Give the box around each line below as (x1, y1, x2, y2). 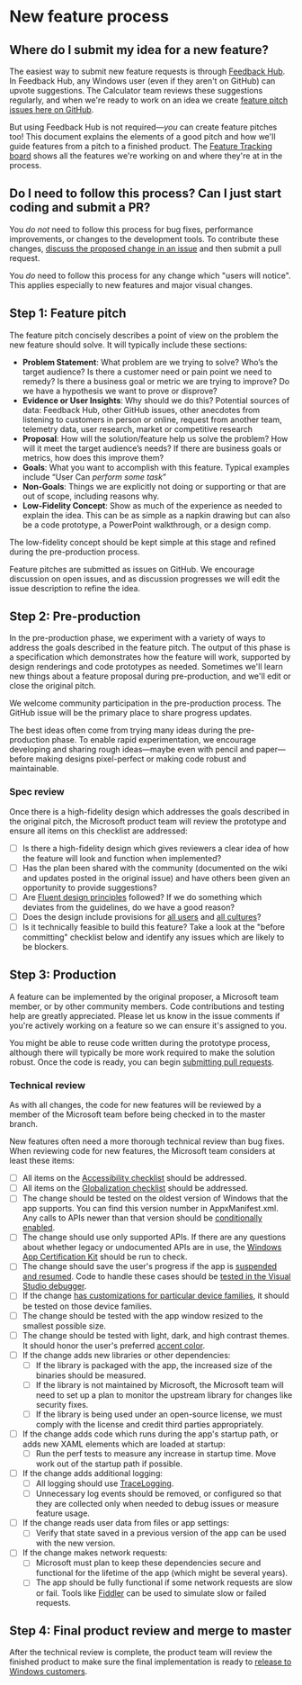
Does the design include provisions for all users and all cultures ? (22, 911, 262, 922)
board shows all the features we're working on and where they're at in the (9, 150, 283, 161)
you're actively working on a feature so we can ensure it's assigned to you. (9, 1020, 288, 1031)
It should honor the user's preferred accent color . (22, 1339, 205, 1351)
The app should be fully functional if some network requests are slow (35, 1577, 293, 1588)
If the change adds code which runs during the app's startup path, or (22, 1428, 279, 1439)
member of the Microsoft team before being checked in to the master (9, 1109, 266, 1120)
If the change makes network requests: (22, 1547, 168, 1558)
